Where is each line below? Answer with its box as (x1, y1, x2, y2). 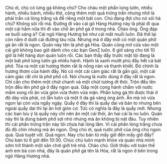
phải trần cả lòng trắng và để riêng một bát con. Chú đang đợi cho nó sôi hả (5, 15, 161, 21)
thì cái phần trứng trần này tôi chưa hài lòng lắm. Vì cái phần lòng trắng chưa (5, 121, 162, 127)
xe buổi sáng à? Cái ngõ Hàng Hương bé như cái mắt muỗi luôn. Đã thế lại (5, 31, 157, 37)
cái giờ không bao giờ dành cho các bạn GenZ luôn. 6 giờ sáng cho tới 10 (5, 47, 156, 53)
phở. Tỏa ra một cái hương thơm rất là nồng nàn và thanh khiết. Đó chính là (5, 63, 159, 69)
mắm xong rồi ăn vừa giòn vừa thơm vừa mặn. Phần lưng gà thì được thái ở (5, 90, 158, 95)
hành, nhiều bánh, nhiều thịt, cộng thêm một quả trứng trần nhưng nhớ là (5, 10, 155, 16)
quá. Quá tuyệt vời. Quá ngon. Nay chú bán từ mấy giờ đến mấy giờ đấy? (5, 132, 154, 138)
